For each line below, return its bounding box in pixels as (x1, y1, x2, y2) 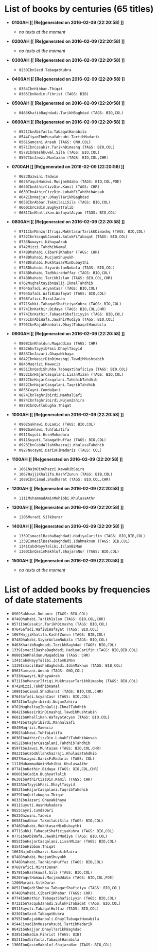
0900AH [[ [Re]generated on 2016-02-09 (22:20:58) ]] (11, 330, 125, 336)
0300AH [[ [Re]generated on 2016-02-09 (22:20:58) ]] (11, 57, 125, 63)
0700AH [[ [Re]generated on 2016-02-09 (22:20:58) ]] (11, 164, 124, 169)
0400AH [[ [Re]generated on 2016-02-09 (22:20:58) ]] (11, 76, 125, 82)
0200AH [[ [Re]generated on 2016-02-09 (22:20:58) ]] (11, 38, 125, 44)
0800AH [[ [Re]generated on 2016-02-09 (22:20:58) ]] (11, 219, 125, 224)
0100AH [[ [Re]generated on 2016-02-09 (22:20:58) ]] (11, 19, 124, 25)
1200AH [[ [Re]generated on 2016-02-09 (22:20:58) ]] (11, 485, 124, 491)
